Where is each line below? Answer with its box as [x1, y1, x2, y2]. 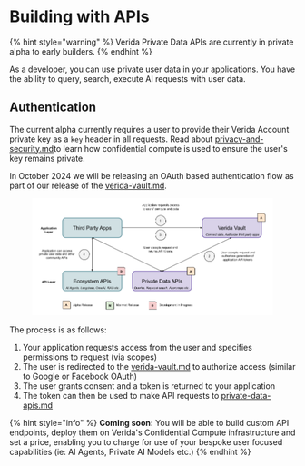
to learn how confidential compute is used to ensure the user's [53, 143, 288, 154]
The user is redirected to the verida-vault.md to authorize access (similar [22, 361, 296, 372]
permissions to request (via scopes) [22, 352, 157, 362]
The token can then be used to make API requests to [22, 390, 220, 401]
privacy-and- [214, 134, 264, 144]
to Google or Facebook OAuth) [22, 371, 138, 382]
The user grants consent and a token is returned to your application [22, 380, 275, 392]
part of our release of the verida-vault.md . [9, 180, 168, 191]
